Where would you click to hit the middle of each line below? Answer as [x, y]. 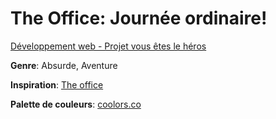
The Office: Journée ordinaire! [139, 18]
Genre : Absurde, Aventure [64, 65]
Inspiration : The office [57, 84]
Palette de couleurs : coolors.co [76, 104]
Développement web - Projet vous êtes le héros [108, 46]
